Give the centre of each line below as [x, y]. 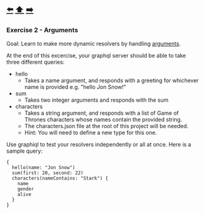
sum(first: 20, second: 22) [48, 173]
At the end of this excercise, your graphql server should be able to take [96, 55]
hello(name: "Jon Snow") [44, 167]
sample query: [25, 151]
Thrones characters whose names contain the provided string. [103, 119]
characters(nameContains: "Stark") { [60, 178]
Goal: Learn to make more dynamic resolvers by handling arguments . [94, 44]
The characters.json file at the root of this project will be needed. [106, 126]
